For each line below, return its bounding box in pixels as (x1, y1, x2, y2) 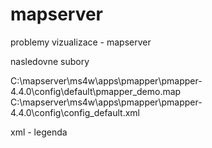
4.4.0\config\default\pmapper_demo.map (10, 85, 182, 97)
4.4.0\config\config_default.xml (10, 106, 141, 118)
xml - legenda (10, 126, 68, 138)
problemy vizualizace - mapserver (10, 36, 152, 48)
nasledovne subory (10, 55, 90, 67)
